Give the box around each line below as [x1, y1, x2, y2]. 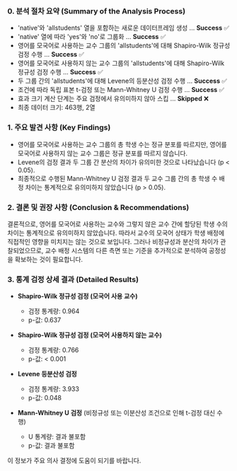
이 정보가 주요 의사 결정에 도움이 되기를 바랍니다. [7, 456, 141, 465]
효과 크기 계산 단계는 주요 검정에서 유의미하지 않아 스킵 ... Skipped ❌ [17, 94, 209, 103]
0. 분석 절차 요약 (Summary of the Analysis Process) [7, 6, 186, 16]
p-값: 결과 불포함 [28, 441, 75, 450]
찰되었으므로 [7, 246, 42, 255]
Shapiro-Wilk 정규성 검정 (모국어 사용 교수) [17, 292, 138, 301]
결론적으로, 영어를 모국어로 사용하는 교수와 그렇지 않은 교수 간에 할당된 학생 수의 [7, 219, 229, 228]
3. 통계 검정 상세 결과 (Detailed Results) [7, 274, 139, 284]
